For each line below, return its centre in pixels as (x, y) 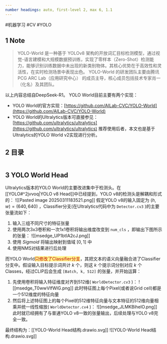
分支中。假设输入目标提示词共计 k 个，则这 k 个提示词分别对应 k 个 (74, 265)
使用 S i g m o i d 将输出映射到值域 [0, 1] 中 (52, 242)
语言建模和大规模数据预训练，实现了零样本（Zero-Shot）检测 (87, 59)
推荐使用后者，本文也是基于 (127, 129)
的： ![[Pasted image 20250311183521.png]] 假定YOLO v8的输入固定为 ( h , (81, 200)
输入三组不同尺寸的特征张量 (41, 223)
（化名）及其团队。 (37, 84)
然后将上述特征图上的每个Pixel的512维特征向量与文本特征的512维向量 (83, 301)
